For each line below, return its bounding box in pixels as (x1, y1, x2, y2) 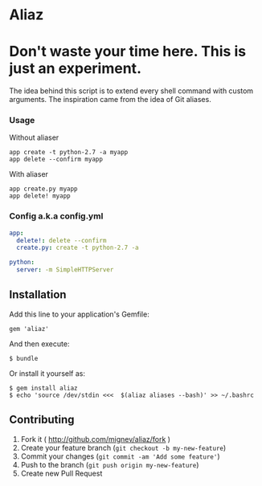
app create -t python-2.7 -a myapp (9, 149, 129, 157)
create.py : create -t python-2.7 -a (16, 243, 139, 252)
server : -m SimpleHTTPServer (16, 266, 114, 274)
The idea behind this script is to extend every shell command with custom (9, 86, 254, 96)
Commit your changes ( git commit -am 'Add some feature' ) (20, 451, 220, 461)
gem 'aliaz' (9, 325, 49, 333)
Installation (9, 288, 67, 302)
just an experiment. (9, 59, 141, 78)
